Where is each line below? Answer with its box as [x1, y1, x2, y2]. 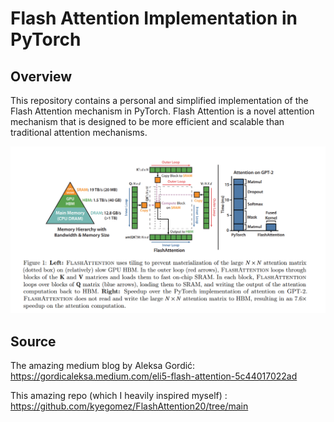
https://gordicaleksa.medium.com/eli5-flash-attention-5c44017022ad [10, 370, 298, 382]
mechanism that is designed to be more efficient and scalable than [10, 116, 285, 127]
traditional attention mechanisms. [10, 127, 148, 138]
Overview [10, 68, 73, 85]
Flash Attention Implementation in [10, 7, 298, 30]
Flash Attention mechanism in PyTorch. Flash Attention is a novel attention [10, 105, 315, 117]
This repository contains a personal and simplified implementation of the [10, 95, 309, 106]
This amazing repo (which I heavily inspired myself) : [10, 390, 228, 402]
